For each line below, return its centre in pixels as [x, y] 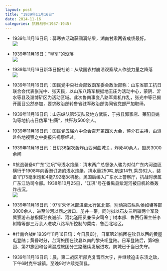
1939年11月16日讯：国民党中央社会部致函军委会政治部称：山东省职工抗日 [87, 85]
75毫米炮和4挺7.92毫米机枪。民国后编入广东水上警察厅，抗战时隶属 [92, 177]
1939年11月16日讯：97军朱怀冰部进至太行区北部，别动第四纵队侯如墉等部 [87, 205]
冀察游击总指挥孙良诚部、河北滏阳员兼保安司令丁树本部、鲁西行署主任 [84, 217]
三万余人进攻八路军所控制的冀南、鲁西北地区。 [78, 224]
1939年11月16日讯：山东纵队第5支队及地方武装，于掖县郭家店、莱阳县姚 [86, 114]
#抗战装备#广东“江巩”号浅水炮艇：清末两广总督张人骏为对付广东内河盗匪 [87, 165]
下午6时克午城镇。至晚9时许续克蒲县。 [52, 264]
